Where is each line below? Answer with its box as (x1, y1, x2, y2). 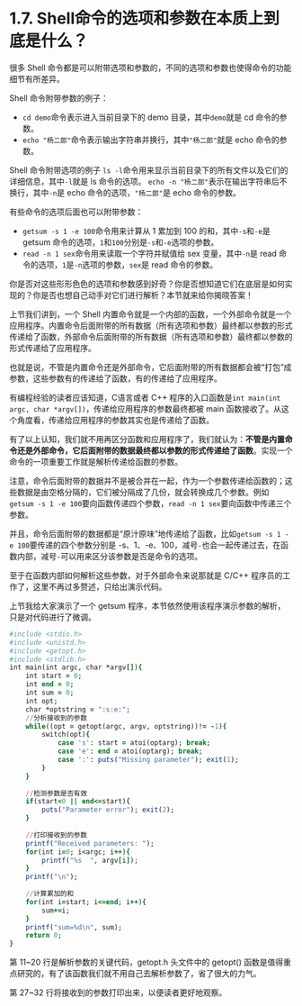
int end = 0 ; (25, 680, 75, 689)
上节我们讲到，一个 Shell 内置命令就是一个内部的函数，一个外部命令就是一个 (9, 308, 292, 320)
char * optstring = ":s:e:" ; (25, 704, 130, 714)
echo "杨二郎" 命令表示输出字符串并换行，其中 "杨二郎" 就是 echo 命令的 (22, 134, 280, 145)
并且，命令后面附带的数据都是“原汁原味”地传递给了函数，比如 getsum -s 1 (9, 528, 281, 539)
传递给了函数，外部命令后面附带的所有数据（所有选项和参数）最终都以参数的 (9, 331, 293, 342)
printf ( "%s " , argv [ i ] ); (41, 856, 139, 865)
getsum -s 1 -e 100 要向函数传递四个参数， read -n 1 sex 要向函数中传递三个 (9, 497, 292, 509)
